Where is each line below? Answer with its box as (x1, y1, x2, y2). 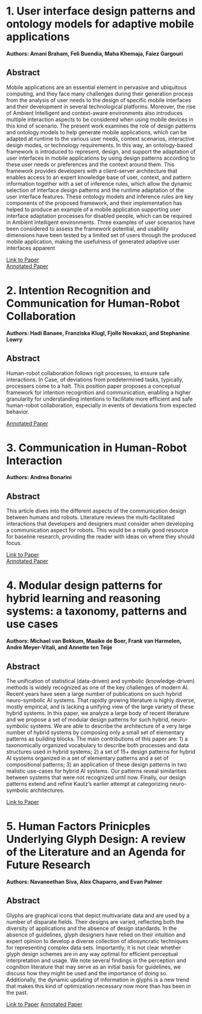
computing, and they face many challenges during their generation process (6, 90, 194, 97)
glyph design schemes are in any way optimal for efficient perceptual (6, 950, 178, 957)
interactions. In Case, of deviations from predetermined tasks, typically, (6, 376, 184, 383)
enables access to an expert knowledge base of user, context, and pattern (6, 174, 191, 181)
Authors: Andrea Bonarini (6, 474, 72, 481)
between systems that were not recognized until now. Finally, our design (6, 774, 186, 781)
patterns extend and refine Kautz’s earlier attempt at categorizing (6, 780, 169, 787)
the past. (6, 989, 28, 996)
